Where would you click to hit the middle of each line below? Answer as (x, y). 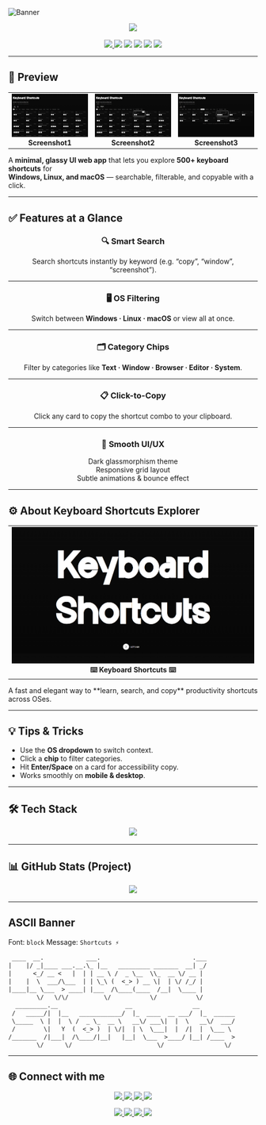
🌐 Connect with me (57, 1077)
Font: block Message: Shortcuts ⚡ (64, 942)
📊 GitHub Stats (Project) (70, 867)
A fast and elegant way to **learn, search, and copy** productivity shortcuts (133, 690)
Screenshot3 (216, 142)
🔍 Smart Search (133, 241)
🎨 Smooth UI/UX (133, 444)
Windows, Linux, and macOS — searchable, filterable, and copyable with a (131, 177)
